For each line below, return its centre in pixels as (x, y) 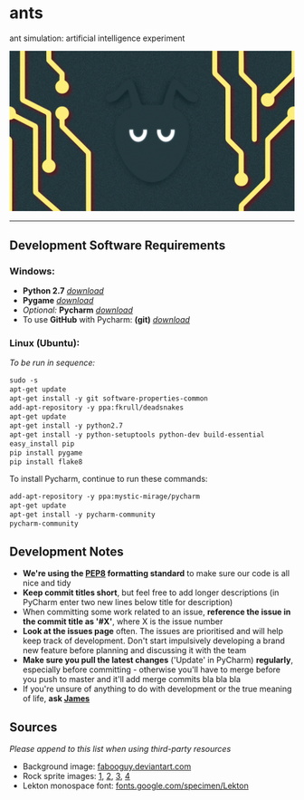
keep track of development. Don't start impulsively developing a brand (153, 641)
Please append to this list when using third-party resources (120, 749)
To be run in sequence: (52, 363)
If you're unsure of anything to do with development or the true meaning (157, 689)
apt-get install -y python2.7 (66, 426)
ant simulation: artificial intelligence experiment (97, 38)
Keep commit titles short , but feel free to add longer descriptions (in (151, 593)
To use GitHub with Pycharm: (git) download (106, 320)
